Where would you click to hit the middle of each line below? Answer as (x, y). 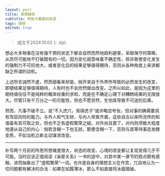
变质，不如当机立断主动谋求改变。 (40, 135)
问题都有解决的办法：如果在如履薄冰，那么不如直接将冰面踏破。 (74, 169)
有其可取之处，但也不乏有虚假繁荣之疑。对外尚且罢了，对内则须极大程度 (87, 123)
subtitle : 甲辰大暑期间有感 (31, 19)
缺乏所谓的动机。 (22, 71)
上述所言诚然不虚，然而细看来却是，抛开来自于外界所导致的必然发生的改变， (82, 82)
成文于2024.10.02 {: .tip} (41, 43)
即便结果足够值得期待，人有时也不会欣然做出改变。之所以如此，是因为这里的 (82, 88)
